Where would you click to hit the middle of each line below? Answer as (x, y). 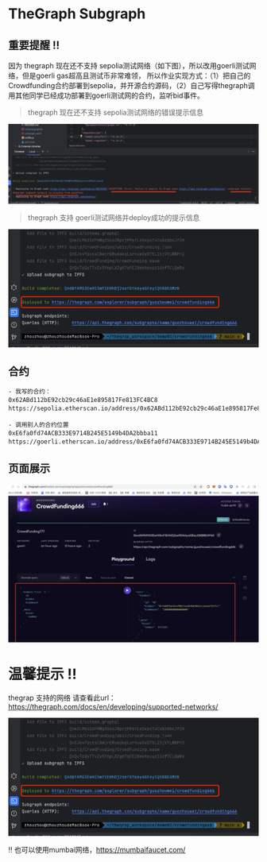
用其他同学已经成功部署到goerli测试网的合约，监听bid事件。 (106, 95)
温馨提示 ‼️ (43, 674)
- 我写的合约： (30, 391)
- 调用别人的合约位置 (39, 425)
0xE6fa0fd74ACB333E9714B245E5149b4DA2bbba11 (83, 434)
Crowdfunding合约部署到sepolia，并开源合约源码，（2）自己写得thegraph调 (132, 85)
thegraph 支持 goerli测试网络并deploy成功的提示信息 (114, 217)
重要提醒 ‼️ (34, 45)
